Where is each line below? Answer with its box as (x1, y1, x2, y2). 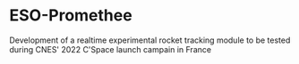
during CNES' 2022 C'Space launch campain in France (9, 44, 212, 54)
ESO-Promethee (9, 5, 132, 26)
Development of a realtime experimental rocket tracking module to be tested (9, 35, 291, 45)
